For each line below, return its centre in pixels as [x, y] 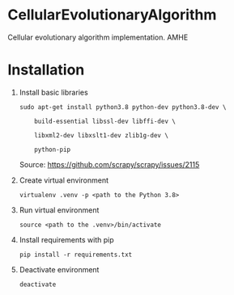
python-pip [53, 150]
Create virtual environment [64, 180]
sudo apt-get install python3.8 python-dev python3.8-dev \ [123, 107]
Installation [46, 70]
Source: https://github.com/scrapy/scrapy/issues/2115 [109, 164]
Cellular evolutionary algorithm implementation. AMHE [98, 37]
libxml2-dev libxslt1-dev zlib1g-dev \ [102, 135]
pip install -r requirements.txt [76, 255]
